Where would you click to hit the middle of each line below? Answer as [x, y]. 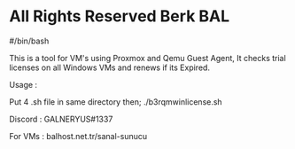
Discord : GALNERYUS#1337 [61, 119]
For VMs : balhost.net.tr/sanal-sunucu [78, 136]
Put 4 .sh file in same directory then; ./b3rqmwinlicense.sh [116, 102]
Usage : [23, 84]
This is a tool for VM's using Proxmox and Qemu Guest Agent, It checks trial [147, 58]
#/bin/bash [29, 41]
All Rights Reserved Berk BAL [120, 16]
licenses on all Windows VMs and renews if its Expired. [110, 67]
